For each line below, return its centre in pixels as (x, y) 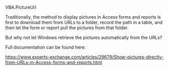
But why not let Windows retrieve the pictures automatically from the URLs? (84, 38)
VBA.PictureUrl (21, 7)
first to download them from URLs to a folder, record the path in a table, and (84, 22)
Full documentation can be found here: (45, 47)
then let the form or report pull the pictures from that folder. (67, 28)
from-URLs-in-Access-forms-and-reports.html (54, 62)
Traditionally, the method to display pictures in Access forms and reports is (83, 17)
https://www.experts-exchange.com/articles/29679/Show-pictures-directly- (84, 57)
